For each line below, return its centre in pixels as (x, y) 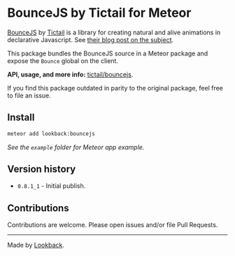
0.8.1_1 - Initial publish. (51, 186)
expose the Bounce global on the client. (63, 60)
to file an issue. (29, 95)
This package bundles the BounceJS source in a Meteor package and (108, 53)
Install (21, 117)
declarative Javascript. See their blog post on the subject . (91, 39)
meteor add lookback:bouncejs (51, 134)
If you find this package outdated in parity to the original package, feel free (115, 88)
